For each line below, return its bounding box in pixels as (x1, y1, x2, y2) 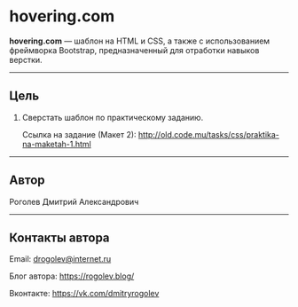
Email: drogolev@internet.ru (9, 254, 112, 264)
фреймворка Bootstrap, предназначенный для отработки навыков (9, 44, 260, 55)
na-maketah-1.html (21, 138, 91, 149)
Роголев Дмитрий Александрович (9, 196, 139, 207)
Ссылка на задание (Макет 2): (21, 129, 137, 139)
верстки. (9, 54, 43, 65)
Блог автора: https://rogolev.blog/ (9, 271, 135, 281)
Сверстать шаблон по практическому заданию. (21, 112, 204, 122)
